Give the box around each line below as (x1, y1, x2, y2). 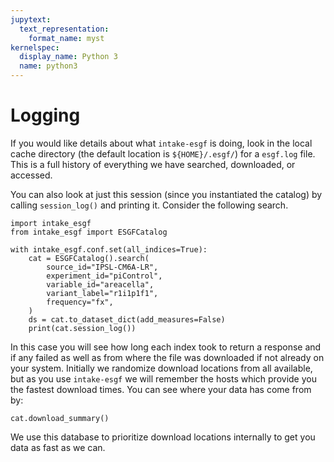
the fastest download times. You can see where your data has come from (10, 383, 312, 395)
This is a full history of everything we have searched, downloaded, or (10, 158, 296, 170)
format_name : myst (28, 33, 105, 43)
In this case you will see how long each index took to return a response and (10, 341, 322, 353)
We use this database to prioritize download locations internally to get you (10, 431, 316, 443)
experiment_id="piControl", (46, 271, 163, 281)
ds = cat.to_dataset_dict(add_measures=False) (28, 314, 226, 325)
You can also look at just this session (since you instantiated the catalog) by (10, 188, 323, 200)
